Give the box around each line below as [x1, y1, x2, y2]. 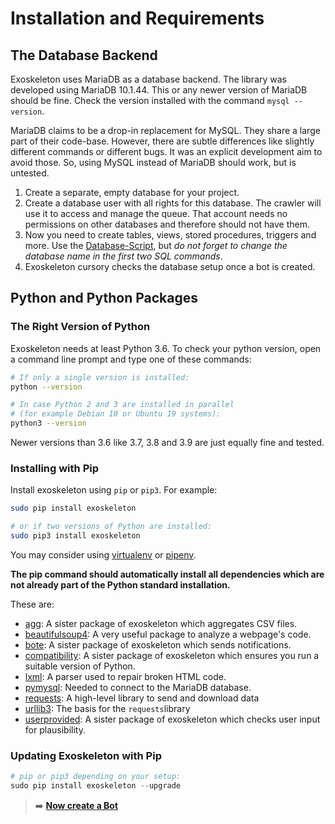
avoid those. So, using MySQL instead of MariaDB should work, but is [10, 157, 297, 168]
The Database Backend [10, 47, 158, 64]
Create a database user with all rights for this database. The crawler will [24, 197, 322, 209]
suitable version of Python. [24, 660, 136, 672]
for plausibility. [24, 723, 86, 736]
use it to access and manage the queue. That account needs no [24, 208, 288, 219]
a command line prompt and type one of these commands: [10, 353, 252, 365]
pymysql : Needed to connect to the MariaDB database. [24, 681, 252, 693]
